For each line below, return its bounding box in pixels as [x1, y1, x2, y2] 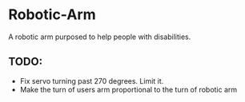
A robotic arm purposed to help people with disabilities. [8, 32, 191, 41]
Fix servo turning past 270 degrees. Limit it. [19, 76, 164, 85]
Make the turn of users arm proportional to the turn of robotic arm [19, 84, 238, 94]
